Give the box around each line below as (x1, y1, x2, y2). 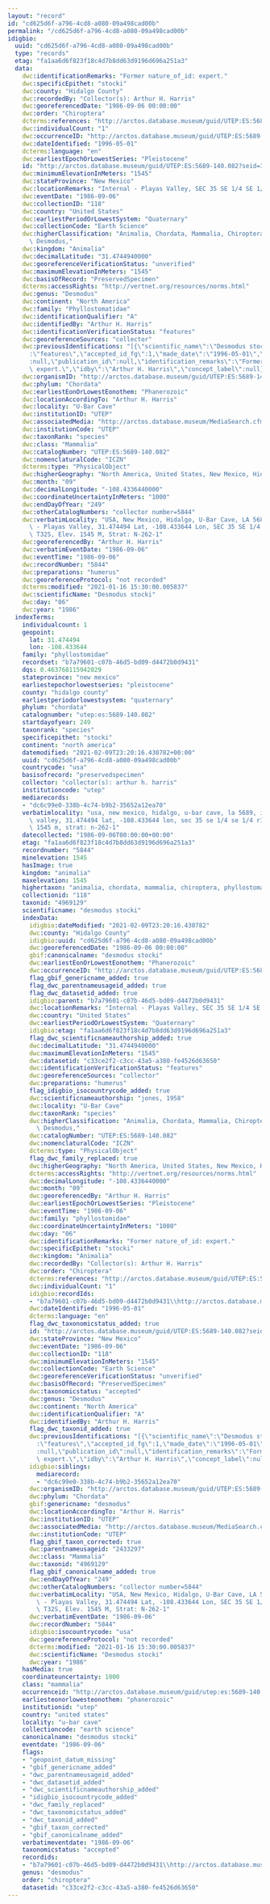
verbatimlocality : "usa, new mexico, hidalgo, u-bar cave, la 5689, (22, 808, 257, 817)
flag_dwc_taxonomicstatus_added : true (28, 1319, 160, 1328)
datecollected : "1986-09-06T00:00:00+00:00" (22, 831, 174, 839)
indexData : (22, 914, 59, 922)
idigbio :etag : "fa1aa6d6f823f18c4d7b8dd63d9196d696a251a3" (28, 1027, 231, 1035)
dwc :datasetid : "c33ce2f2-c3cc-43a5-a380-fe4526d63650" (28, 1057, 221, 1065)
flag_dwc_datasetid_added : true (28, 989, 138, 997)
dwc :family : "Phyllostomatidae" (22, 305, 131, 313)
